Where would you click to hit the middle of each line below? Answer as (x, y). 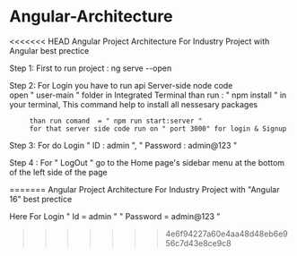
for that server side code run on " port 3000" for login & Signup (158, 128)
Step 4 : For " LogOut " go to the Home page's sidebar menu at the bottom (147, 162)
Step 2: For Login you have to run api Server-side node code (121, 85)
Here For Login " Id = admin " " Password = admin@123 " (115, 216)
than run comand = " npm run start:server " (116, 121)
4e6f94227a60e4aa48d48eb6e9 (227, 234)
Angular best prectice (49, 50)
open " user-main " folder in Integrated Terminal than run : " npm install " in (148, 95)
